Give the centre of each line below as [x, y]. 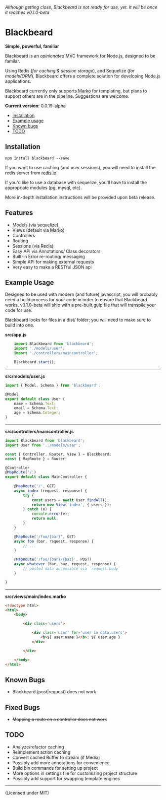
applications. [18, 81]
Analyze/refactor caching [38, 747]
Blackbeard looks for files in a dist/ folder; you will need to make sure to [78, 320]
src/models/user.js [25, 376]
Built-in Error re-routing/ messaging [49, 256]
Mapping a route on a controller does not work [60, 719]
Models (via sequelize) [35, 225]
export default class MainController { [46, 477]
